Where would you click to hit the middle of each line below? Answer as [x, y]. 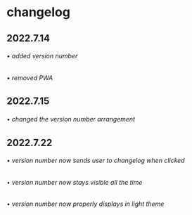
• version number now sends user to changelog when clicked [96, 161]
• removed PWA [30, 77]
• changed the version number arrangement [71, 119]
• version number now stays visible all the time [75, 182]
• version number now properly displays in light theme [85, 204]
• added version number [42, 56]
